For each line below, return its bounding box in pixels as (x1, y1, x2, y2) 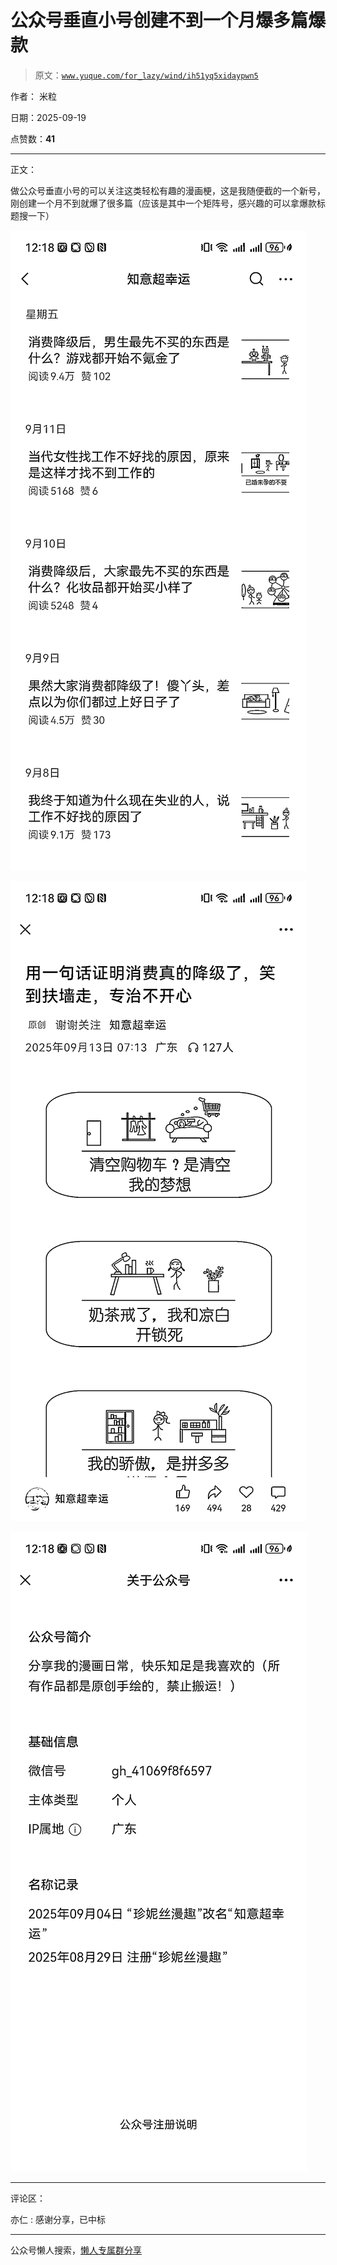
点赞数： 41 (10, 132, 55, 145)
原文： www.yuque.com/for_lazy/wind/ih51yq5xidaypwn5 (34, 69, 259, 81)
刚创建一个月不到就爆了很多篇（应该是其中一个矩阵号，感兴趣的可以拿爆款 (10, 197, 317, 209)
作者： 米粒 (10, 90, 57, 102)
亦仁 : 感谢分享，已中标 (10, 2213, 106, 2225)
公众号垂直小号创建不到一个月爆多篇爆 (10, 9, 327, 32)
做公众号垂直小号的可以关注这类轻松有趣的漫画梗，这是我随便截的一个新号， (10, 184, 326, 196)
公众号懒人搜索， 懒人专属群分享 (10, 2244, 142, 2256)
